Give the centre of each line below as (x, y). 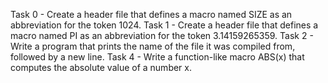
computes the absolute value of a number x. (101, 67)
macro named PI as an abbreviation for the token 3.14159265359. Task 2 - (162, 35)
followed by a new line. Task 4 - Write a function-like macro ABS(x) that (157, 57)
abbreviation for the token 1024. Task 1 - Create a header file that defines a (164, 25)
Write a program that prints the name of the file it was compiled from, (153, 46)
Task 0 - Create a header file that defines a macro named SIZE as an (151, 14)
